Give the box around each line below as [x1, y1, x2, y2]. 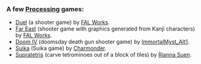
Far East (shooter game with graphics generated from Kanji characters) [15, 25, 195, 32]
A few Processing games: [6, 5, 85, 13]
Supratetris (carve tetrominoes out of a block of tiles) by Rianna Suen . [15, 51, 192, 59]
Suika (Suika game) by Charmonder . [15, 44, 107, 52]
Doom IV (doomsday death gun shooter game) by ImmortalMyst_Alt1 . [15, 38, 190, 46]
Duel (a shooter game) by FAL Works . [15, 19, 110, 26]
